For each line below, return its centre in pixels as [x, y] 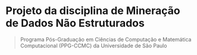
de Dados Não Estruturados [75, 23]
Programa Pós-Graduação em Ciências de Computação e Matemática [106, 39]
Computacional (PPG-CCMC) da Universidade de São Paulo [93, 46]
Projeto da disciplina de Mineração [93, 11]
